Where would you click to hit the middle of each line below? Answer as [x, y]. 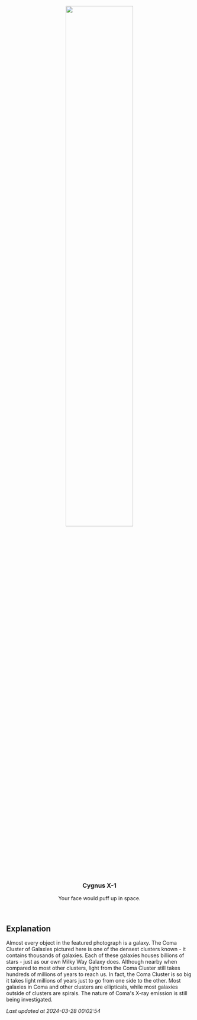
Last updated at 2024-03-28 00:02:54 [53, 1011]
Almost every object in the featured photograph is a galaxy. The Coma [92, 943]
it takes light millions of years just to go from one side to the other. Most [93, 981]
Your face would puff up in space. [99, 898]
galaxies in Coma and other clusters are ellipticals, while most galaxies [92, 987]
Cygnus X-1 [99, 885]
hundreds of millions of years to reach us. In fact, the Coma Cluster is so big [99, 974]
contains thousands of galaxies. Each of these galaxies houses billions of [95, 955]
